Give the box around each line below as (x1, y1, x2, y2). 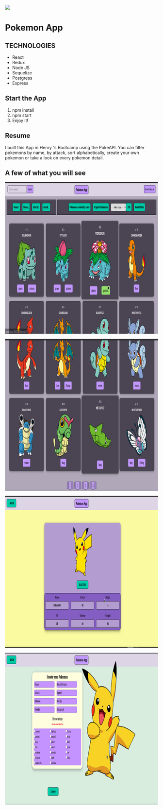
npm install (12, 107, 34, 113)
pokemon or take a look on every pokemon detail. (5, 155, 104, 160)
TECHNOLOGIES (5, 41, 56, 50)
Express (12, 80, 29, 86)
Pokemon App (5, 22, 63, 34)
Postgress (12, 75, 33, 81)
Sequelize (12, 70, 33, 75)
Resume (5, 132, 31, 140)
